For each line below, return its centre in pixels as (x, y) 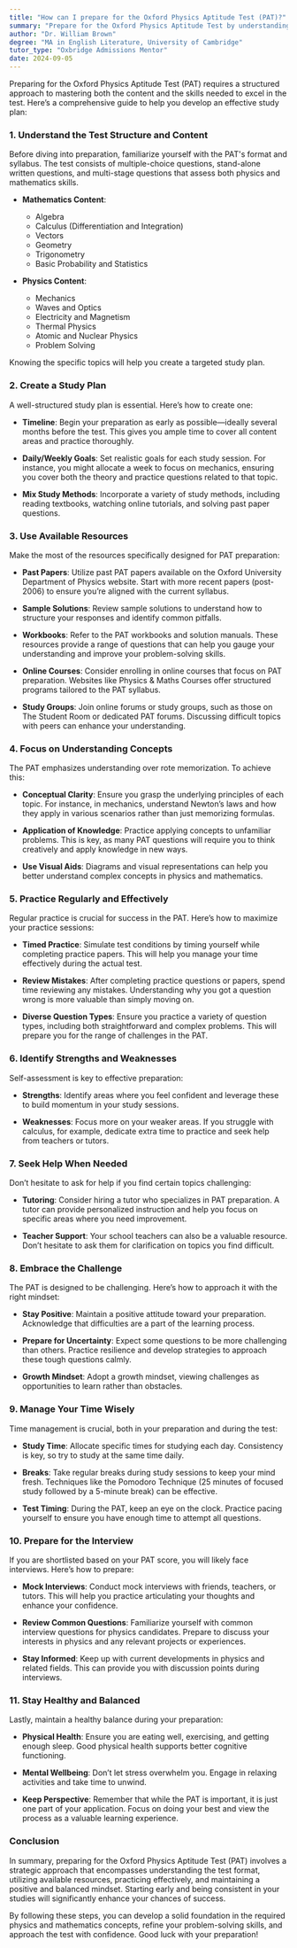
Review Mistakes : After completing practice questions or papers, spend (153, 981)
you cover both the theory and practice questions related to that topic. (150, 477)
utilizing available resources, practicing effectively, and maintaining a (135, 1879)
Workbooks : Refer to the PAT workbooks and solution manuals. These (150, 635)
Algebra (49, 217)
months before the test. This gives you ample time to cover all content (149, 432)
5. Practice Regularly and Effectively (89, 899)
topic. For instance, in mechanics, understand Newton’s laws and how (149, 804)
